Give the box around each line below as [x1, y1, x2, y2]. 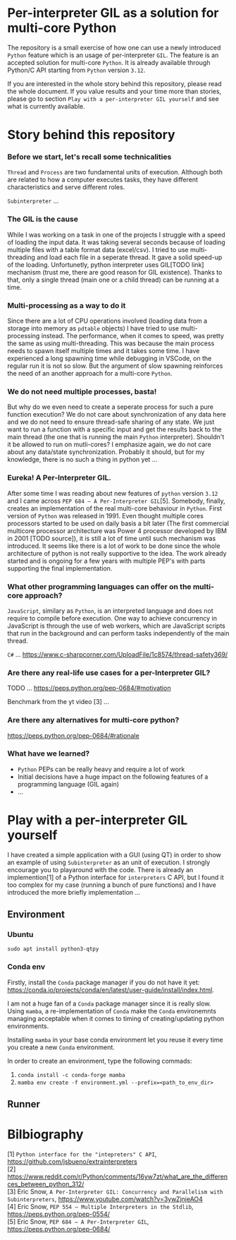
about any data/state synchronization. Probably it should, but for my [7, 448, 205, 456]
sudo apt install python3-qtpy [7, 946, 99, 953]
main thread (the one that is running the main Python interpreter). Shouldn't [7, 433, 225, 441]
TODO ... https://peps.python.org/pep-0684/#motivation [7, 684, 171, 693]
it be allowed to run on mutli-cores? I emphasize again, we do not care [7, 440, 211, 449]
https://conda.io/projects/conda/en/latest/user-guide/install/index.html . [7, 985, 215, 994]
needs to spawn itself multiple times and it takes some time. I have [7, 347, 200, 355]
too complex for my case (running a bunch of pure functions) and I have [7, 881, 216, 889]
